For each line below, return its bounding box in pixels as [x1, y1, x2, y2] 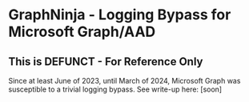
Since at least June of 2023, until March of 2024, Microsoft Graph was [8, 76, 241, 85]
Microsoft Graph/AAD [8, 22, 156, 41]
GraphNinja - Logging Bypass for [8, 6, 231, 24]
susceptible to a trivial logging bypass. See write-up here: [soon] [8, 84, 223, 94]
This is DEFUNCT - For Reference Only [8, 55, 203, 68]
